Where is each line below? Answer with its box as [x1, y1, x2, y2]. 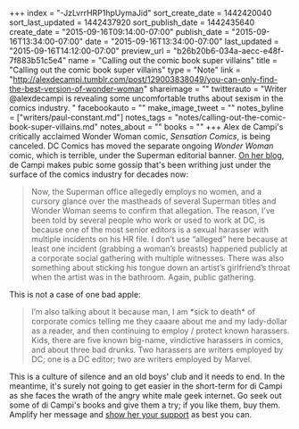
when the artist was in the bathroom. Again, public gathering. [30, 272, 256, 282]
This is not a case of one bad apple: [9, 290, 141, 299]
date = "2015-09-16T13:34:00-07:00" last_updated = [84, 36, 279, 46]
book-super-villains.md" [9, 122, 98, 132]
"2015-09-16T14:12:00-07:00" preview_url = [9, 46, 171, 56]
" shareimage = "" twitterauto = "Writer [143, 84, 287, 94]
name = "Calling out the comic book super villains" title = [68, 55, 278, 65]
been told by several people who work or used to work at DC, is [30, 214, 266, 225]
